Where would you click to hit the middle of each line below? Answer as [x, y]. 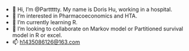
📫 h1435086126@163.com [46, 42]
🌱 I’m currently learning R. [45, 22]
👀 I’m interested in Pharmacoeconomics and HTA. [75, 16]
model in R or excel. [37, 35]
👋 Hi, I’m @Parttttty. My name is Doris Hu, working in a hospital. [92, 9]
